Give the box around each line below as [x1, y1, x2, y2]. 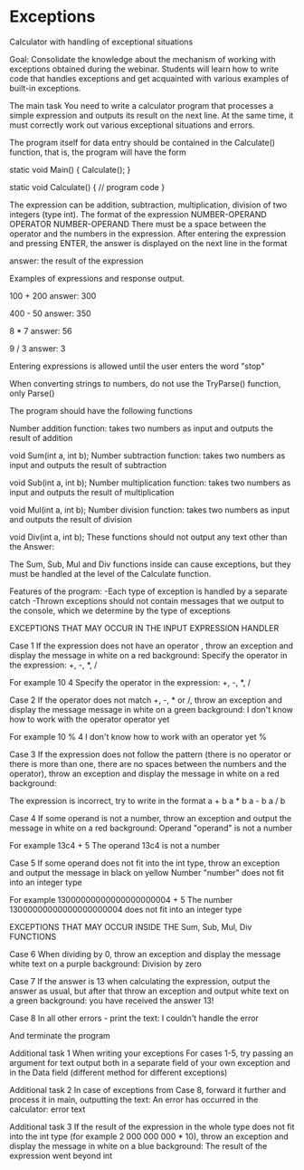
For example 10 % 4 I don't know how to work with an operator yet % [9, 731, 267, 742]
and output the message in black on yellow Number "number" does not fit [9, 867, 285, 877]
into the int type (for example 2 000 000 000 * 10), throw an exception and [9, 1130, 290, 1142]
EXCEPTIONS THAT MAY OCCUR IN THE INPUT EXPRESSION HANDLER [9, 622, 280, 633]
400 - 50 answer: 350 [9, 308, 92, 319]
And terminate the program [9, 1030, 110, 1041]
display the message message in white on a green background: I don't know [9, 704, 294, 714]
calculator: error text [9, 1103, 86, 1115]
